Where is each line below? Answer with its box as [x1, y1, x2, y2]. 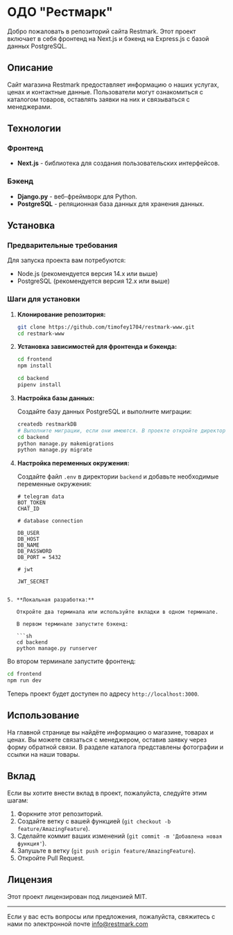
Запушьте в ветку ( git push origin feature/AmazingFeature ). [17, 846, 196, 855]
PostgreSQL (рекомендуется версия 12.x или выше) [17, 277, 170, 285]
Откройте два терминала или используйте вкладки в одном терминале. [16, 608, 218, 616]
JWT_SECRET [17, 578, 49, 585]
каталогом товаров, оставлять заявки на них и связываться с [7, 95, 191, 103]
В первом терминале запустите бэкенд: [16, 621, 129, 628]
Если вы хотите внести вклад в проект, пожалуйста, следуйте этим [7, 789, 207, 797]
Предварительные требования [7, 241, 118, 250]
